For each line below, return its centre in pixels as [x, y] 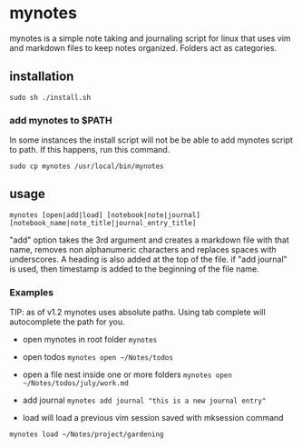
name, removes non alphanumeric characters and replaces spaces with [143, 249]
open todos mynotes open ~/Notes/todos [98, 357]
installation [42, 77]
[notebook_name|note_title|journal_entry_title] [103, 223]
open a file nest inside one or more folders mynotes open [127, 374]
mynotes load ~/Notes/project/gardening [87, 434]
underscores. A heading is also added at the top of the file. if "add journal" [148, 259]
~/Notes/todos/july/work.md [75, 383]
